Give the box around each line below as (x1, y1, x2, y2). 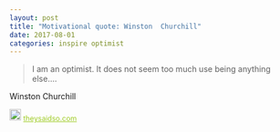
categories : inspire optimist (9, 38, 125, 48)
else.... (31, 74, 57, 85)
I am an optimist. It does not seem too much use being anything (31, 64, 271, 75)
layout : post (9, 13, 59, 23)
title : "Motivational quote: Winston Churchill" (9, 22, 202, 31)
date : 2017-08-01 (9, 30, 76, 39)
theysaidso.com (23, 114, 78, 124)
